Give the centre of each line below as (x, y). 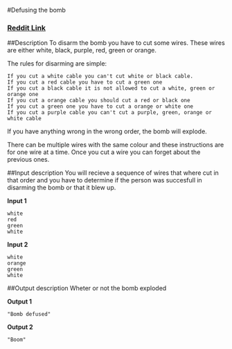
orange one (23, 95)
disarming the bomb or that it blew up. (62, 188)
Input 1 (17, 201)
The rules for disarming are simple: (57, 64)
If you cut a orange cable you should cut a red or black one (99, 101)
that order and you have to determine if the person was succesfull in (105, 180)
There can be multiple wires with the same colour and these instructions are (116, 145)
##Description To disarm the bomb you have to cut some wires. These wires (116, 43)
